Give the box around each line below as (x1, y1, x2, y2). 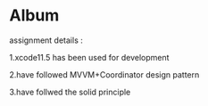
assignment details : (9, 35, 83, 45)
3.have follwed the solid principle (9, 86, 131, 97)
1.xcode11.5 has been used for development (9, 52, 170, 62)
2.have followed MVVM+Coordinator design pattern (9, 69, 200, 80)
